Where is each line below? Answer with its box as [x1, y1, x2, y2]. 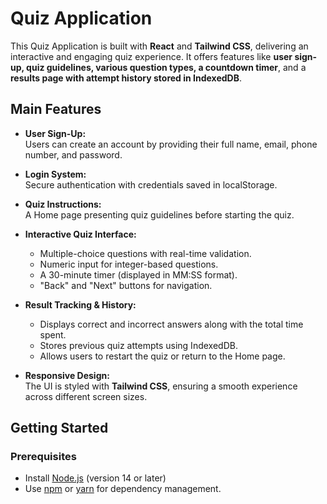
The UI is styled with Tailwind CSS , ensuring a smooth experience [24, 380, 298, 392]
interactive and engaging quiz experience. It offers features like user [10, 50, 293, 62]
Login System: [24, 168, 87, 180]
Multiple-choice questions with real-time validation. [39, 247, 252, 259]
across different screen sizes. [24, 390, 148, 402]
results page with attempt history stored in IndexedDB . [10, 72, 243, 84]
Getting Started [10, 420, 109, 437]
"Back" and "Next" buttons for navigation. [39, 279, 213, 291]
